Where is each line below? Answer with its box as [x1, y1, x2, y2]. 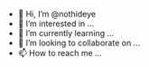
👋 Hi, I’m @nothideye [17, 9, 97, 19]
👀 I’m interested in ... [17, 18, 95, 29]
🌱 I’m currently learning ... [17, 28, 115, 38]
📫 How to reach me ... [17, 48, 102, 58]
